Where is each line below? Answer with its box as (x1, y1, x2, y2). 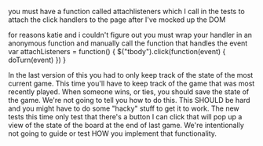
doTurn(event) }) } (8, 55, 67, 64)
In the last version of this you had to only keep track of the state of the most (8, 71, 254, 79)
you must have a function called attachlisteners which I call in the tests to (8, 7, 245, 16)
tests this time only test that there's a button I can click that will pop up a (8, 112, 243, 121)
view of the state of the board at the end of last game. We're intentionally (8, 121, 245, 130)
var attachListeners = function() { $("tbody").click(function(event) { (8, 47, 226, 56)
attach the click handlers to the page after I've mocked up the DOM (8, 15, 226, 24)
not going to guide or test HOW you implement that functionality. (8, 129, 217, 138)
